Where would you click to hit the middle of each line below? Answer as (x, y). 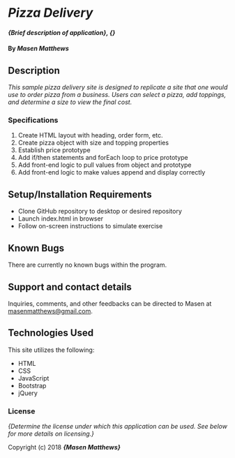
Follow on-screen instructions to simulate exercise (90, 226)
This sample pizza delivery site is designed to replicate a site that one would (118, 87)
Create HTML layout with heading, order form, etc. (90, 135)
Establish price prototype (54, 150)
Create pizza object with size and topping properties (93, 143)
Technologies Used (51, 333)
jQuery (28, 393)
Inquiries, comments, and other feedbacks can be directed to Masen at (110, 303)
